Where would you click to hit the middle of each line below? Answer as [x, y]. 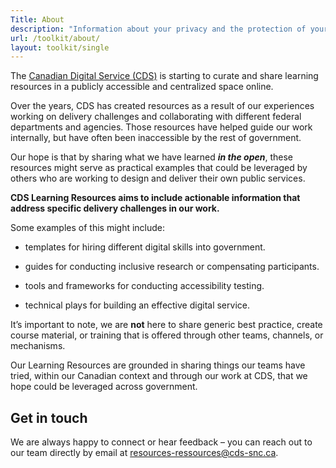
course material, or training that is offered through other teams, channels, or [167, 335]
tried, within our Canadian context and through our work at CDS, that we [159, 376]
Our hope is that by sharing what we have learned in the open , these [151, 157]
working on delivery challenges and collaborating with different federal [156, 117]
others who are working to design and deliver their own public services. [158, 178]
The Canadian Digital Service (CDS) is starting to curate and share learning [164, 76]
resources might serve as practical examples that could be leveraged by [159, 168]
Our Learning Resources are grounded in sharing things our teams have [158, 365]
